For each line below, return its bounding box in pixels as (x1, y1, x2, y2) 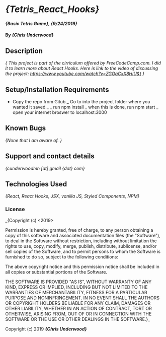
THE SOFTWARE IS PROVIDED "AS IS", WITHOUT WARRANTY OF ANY (5, 279, 152, 285)
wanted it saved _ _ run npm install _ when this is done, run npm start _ (12, 104, 158, 110)
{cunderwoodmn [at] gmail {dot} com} (5, 165, 85, 171)
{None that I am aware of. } (5, 137, 62, 143)
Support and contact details (5, 152, 95, 161)
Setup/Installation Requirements (5, 85, 109, 94)
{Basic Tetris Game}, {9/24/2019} (5, 20, 78, 26)
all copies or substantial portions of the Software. (5, 268, 107, 275)
